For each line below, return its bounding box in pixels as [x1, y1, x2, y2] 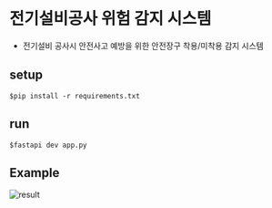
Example [9, 165, 60, 181]
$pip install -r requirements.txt [9, 91, 141, 100]
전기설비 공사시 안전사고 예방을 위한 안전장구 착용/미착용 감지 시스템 [22, 40, 264, 51]
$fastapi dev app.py [9, 140, 88, 150]
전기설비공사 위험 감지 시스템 [9, 8, 212, 29]
